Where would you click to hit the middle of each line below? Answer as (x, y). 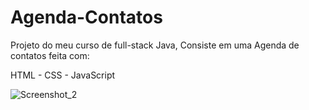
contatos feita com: (50, 55)
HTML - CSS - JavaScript (63, 75)
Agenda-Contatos (86, 17)
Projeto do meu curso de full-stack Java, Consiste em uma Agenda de (155, 45)
